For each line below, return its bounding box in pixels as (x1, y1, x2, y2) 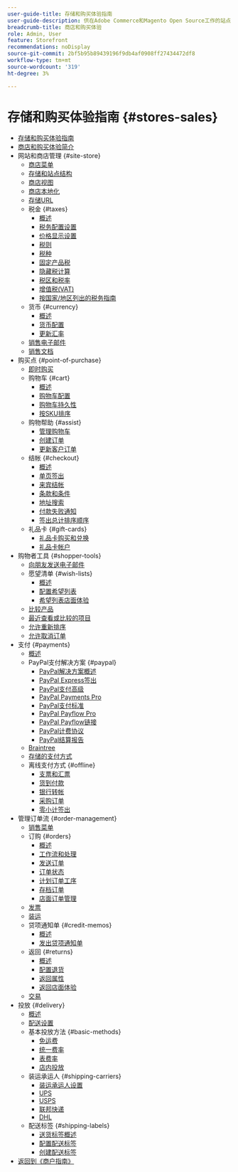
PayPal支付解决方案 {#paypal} (28, 659, 117, 667)
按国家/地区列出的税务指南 (38, 294, 117, 302)
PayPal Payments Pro (38, 693, 102, 701)
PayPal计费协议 (38, 727, 85, 735)
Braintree (28, 744, 55, 752)
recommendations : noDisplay (7, 43, 91, 50)
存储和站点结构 (28, 169, 72, 178)
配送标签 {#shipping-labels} (28, 1122, 110, 1130)
